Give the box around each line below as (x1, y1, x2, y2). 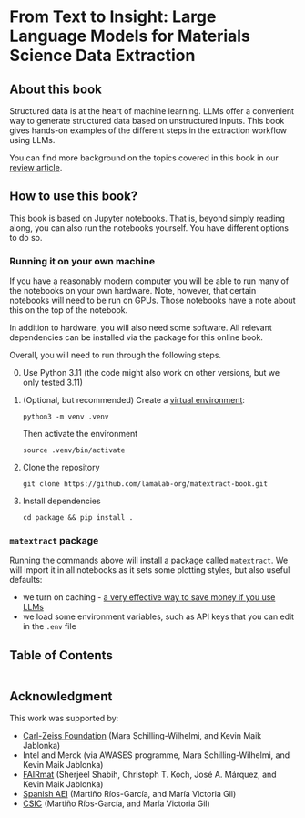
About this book (9, 81, 102, 97)
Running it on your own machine (9, 254, 156, 267)
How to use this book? (9, 189, 138, 204)
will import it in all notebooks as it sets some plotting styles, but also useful (9, 564, 290, 575)
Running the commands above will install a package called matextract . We (9, 554, 289, 566)
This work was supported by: (9, 713, 119, 724)
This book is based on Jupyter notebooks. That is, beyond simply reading (9, 212, 285, 223)
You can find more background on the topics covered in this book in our (9, 152, 280, 163)
